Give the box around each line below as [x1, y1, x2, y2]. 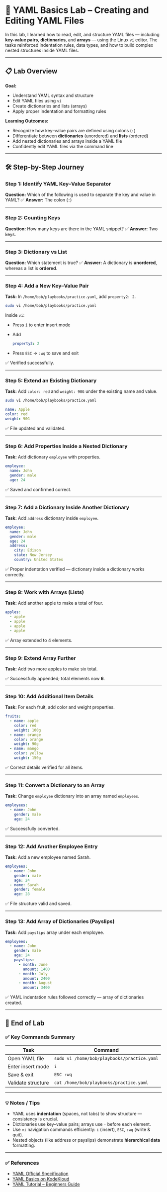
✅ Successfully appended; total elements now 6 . [5, 675, 105, 681]
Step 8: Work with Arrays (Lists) [5, 589, 84, 596]
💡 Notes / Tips [5, 1099, 40, 1106]
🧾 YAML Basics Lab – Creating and [5, 4, 149, 16]
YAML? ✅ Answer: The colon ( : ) [5, 197, 72, 203]
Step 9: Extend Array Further [5, 654, 76, 661]
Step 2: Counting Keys [5, 214, 61, 221]
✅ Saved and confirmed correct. [5, 486, 72, 492]
